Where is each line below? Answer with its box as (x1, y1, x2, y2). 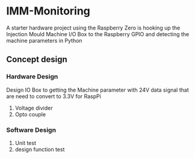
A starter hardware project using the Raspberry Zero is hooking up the (6, 24, 181, 31)
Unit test (14, 139, 36, 146)
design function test (14, 146, 65, 153)
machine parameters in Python (6, 37, 82, 44)
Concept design (6, 54, 67, 64)
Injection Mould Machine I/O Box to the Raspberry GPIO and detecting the (6, 30, 190, 37)
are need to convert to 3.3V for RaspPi (6, 92, 101, 100)
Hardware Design (6, 72, 58, 81)
